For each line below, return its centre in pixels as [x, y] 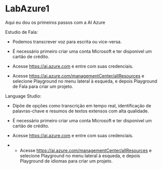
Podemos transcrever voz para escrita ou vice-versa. [67, 42]
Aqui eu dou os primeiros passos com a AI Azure [55, 22]
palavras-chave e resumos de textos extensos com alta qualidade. [81, 111]
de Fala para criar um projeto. [43, 86]
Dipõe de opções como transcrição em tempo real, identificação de [82, 105]
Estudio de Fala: [22, 32]
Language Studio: [23, 96]
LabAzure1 [27, 9]
